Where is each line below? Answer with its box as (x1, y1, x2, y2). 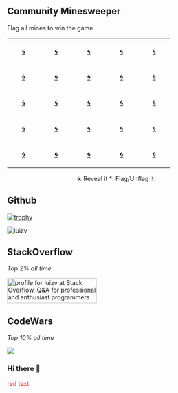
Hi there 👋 (7, 364, 41, 374)
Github (7, 195, 37, 206)
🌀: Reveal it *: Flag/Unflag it (77, 174, 154, 182)
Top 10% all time (7, 334, 54, 342)
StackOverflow (7, 246, 74, 258)
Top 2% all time (7, 264, 52, 273)
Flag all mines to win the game (7, 23, 93, 32)
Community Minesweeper (7, 6, 121, 17)
